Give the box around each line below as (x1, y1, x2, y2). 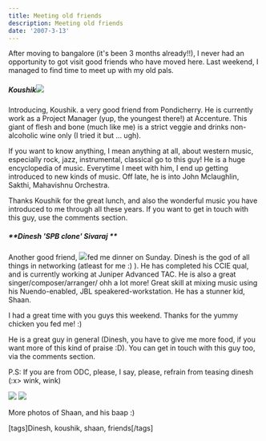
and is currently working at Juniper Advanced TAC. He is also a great (8, 269, 236, 279)
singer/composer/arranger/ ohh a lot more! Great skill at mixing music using (8, 278, 258, 288)
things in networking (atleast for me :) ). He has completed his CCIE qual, (8, 261, 249, 271)
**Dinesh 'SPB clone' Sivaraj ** (8, 231, 118, 241)
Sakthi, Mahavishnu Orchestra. (8, 180, 110, 190)
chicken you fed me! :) (8, 319, 83, 329)
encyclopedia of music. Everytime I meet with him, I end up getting (8, 164, 228, 173)
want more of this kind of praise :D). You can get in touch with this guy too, (8, 343, 256, 353)
